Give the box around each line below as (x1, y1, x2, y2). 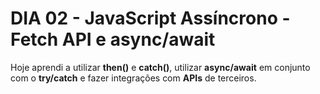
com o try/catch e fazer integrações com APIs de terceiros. (10, 72, 257, 84)
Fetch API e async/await (10, 28, 216, 51)
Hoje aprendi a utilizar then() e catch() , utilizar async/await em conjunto (10, 61, 311, 73)
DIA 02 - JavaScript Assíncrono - (10, 7, 291, 30)
